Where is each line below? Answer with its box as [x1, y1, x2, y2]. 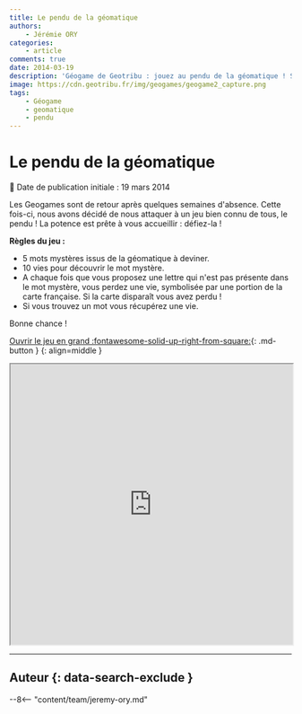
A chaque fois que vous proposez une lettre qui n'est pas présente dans [22, 272, 289, 283]
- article [25, 47, 63, 56]
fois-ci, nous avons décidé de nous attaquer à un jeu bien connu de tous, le [9, 208, 289, 220]
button [9, 345, 34, 356]
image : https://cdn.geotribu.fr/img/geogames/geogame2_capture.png [9, 80, 267, 89]
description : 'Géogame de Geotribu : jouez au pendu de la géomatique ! [9, 72, 287, 81]
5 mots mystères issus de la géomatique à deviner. [22, 253, 211, 264]
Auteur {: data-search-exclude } [9, 670, 194, 685]
